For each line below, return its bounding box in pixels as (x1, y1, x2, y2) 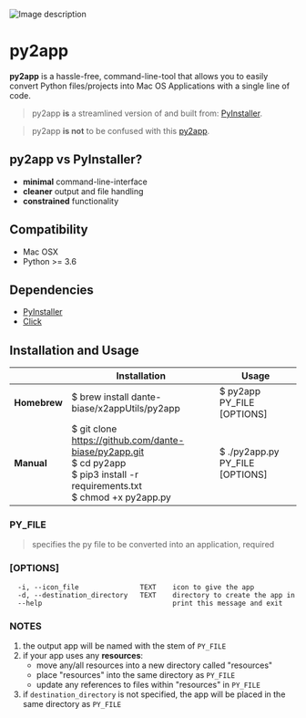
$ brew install (71, 390, 129, 403)
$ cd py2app (71, 457, 127, 470)
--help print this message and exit (17, 598, 283, 608)
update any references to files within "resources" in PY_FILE (36, 680, 261, 691)
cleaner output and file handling (22, 185, 144, 196)
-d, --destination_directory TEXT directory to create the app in (17, 590, 296, 599)
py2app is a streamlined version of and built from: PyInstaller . (31, 108, 262, 119)
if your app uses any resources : (22, 650, 144, 661)
